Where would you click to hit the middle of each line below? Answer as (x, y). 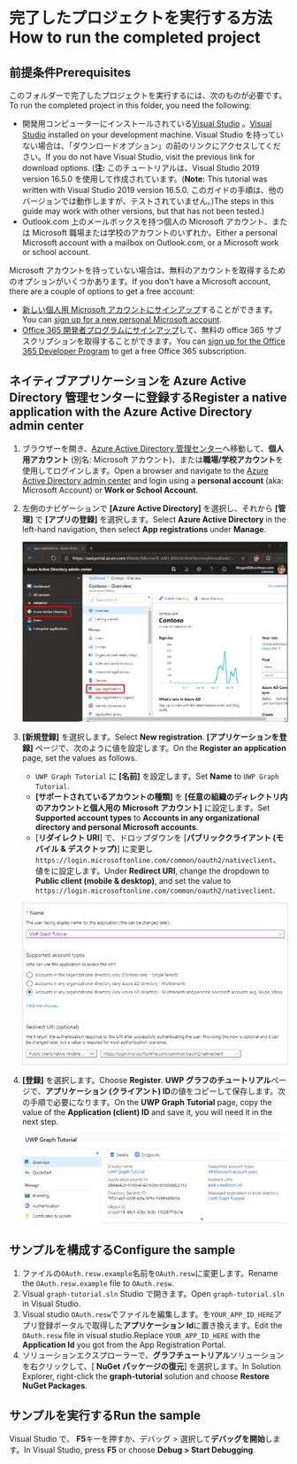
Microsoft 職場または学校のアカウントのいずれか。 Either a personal (155, 232)
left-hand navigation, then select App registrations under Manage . (144, 529)
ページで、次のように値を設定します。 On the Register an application (161, 747)
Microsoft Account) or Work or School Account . (110, 490)
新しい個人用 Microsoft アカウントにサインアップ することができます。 (149, 310)
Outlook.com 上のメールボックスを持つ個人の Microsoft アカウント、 (147, 221)
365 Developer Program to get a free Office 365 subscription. (134, 351)
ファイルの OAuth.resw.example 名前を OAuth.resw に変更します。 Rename (150, 1273)
